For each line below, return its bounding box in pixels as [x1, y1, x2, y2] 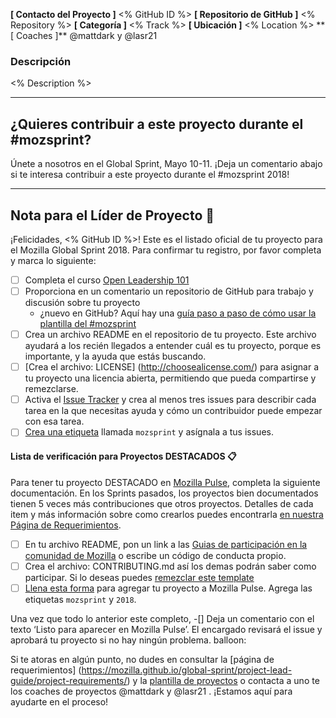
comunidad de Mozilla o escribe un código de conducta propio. [24, 549, 287, 561]
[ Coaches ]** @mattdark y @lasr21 [10, 30, 158, 41]
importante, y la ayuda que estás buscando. [24, 350, 207, 363]
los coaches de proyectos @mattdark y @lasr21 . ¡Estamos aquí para [10, 685, 293, 697]
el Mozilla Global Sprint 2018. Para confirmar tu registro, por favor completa [10, 244, 322, 256]
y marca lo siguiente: [10, 254, 97, 266]
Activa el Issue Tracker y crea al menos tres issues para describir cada [24, 394, 317, 406]
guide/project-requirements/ [10, 674, 128, 686]
